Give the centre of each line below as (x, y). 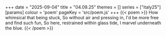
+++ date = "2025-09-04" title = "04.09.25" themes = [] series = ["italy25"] (83, 7)
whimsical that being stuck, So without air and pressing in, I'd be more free (82, 18)
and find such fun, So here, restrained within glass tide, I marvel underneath (83, 23)
